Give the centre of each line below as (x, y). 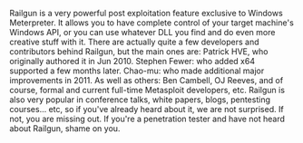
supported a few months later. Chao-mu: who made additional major (137, 71)
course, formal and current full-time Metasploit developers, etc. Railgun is (147, 90)
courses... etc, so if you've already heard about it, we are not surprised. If (147, 109)
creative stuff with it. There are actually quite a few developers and (134, 42)
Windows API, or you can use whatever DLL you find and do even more (142, 32)
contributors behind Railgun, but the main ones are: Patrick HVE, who (139, 52)
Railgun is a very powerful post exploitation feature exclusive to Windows (146, 13)
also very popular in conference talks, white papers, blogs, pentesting (140, 100)
